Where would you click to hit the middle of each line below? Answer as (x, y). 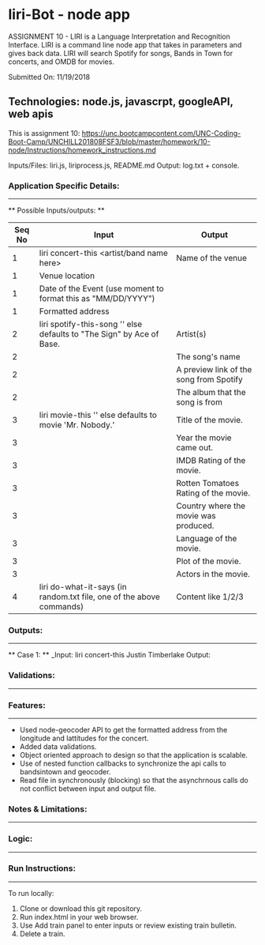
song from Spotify (209, 379)
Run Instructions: (42, 868)
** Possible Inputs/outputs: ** (56, 210)
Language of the (207, 539)
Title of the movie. (209, 420)
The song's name (208, 357)
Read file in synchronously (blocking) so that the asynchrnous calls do (134, 780)
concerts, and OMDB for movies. (61, 62)
